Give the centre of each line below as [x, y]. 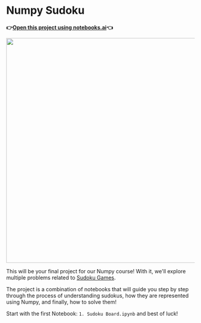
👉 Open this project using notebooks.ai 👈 [60, 27]
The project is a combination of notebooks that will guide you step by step [98, 289]
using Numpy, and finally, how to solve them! [61, 302]
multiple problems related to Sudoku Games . [61, 277]
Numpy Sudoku [45, 10]
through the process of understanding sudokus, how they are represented [98, 295]
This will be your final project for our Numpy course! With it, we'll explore [96, 271]
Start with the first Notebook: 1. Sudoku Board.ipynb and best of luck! [92, 313]
